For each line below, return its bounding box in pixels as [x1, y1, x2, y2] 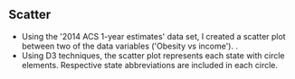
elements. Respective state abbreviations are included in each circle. [21, 59, 278, 70]
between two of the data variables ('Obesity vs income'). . [21, 40, 239, 51]
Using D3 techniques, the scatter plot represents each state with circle [21, 49, 286, 61]
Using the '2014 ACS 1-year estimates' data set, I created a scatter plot [21, 31, 286, 41]
